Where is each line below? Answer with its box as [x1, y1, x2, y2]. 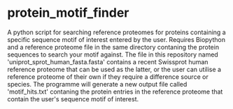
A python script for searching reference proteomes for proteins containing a [7, 28, 226, 36]
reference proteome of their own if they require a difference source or [7, 72, 209, 81]
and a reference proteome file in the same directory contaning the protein [7, 43, 219, 51]
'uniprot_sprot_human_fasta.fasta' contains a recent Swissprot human [7, 57, 209, 66]
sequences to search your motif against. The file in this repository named [7, 50, 218, 59]
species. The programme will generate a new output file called [7, 80, 188, 88]
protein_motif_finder [7, 5, 129, 21]
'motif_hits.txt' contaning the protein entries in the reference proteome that [7, 87, 223, 96]
